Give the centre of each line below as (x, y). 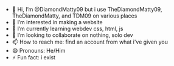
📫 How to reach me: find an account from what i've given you (90, 42)
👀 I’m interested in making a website (57, 22)
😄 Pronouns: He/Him (39, 51)
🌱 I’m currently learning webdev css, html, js (68, 28)
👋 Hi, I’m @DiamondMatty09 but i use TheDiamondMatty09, (87, 9)
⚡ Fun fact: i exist (34, 57)
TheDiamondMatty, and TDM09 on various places (75, 16)
